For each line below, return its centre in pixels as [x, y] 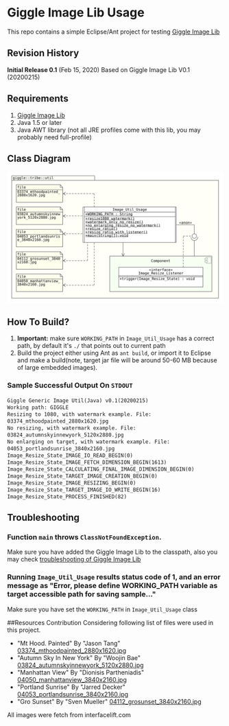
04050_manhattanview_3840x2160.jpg [72, 679]
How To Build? [38, 321]
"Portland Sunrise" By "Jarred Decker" [71, 687]
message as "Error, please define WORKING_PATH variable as [112, 586]
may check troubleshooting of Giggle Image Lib [74, 559]
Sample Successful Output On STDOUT [70, 386]
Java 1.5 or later [39, 122]
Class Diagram [39, 158]
